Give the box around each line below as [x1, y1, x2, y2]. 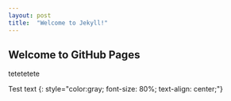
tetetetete [8, 69, 40, 79]
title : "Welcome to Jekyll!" [8, 19, 109, 27]
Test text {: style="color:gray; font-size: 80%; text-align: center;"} [8, 84, 224, 94]
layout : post [8, 11, 52, 20]
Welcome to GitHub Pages [8, 48, 141, 62]
